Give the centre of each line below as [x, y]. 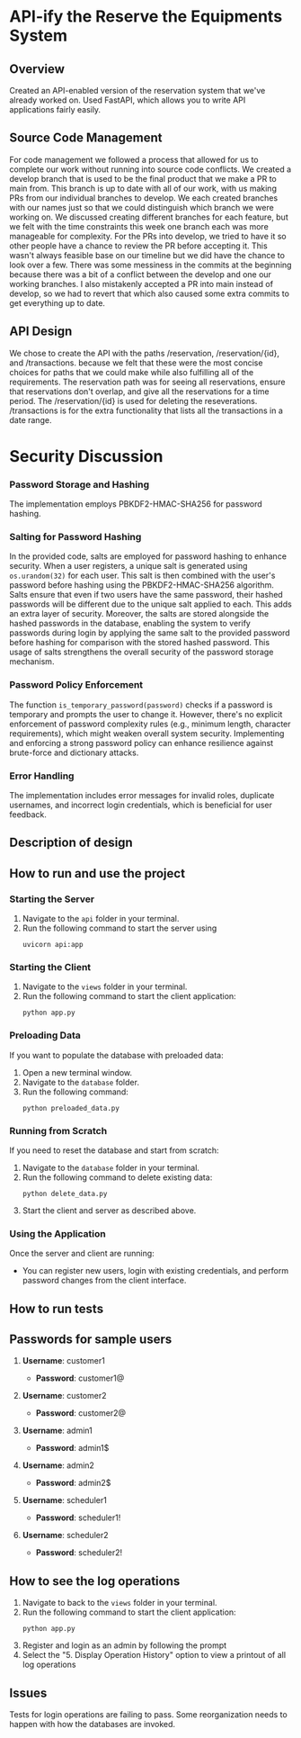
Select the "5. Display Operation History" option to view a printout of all [154, 1655]
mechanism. [32, 662]
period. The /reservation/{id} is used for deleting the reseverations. [133, 401]
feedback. [28, 815]
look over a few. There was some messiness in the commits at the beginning [150, 265]
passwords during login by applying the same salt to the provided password [150, 633]
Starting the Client [50, 967]
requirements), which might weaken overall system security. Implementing [147, 733]
